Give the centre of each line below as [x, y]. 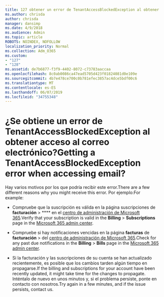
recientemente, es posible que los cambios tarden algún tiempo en [80, 263]
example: [14, 198]
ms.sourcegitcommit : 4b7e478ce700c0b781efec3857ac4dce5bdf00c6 [71, 78]
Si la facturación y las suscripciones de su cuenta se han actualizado [82, 258]
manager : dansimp [23, 23]
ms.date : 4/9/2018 [24, 28]
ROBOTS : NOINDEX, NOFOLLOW [33, 42]
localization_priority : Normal [37, 46]
